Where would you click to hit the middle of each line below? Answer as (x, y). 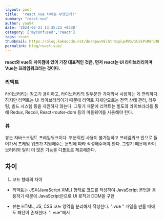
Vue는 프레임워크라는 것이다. (33, 68)
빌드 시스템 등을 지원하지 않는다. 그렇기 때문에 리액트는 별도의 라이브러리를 (82, 106)
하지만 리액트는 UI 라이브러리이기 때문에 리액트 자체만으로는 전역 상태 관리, (76, 100)
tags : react (17, 37)
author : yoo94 (20, 23)
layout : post (18, 10)
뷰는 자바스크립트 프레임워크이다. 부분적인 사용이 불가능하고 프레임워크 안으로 (79, 137)
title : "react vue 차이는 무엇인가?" (41, 14)
